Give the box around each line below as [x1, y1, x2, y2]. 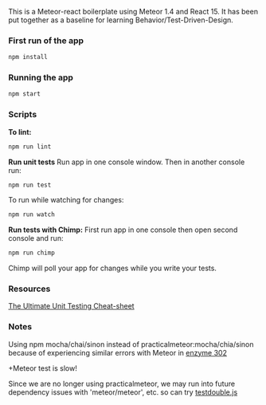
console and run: [8, 234, 64, 243]
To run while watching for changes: [8, 195, 124, 205]
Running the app [8, 72, 74, 83]
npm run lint [8, 143, 52, 151]
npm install [8, 53, 48, 61]
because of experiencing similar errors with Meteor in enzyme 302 [8, 348, 227, 357]
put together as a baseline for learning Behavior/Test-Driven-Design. [8, 15, 233, 25]
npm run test [8, 181, 52, 189]
